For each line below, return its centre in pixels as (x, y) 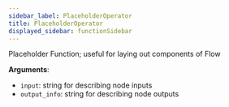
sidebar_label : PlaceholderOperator (70, 16)
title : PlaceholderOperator (56, 24)
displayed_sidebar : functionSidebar (70, 31)
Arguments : (29, 70)
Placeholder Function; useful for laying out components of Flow (114, 54)
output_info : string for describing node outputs (99, 94)
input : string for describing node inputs (86, 85)
